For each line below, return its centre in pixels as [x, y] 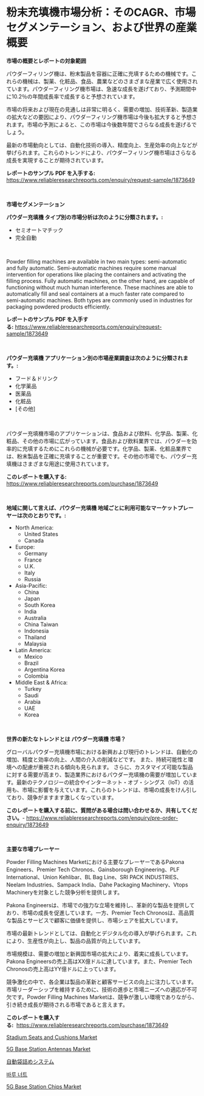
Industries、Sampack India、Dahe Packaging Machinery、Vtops [107, 885]
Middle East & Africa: [41, 682]
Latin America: [33, 650]
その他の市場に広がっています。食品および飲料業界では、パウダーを [107, 441]
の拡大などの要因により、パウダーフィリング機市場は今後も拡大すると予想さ [102, 117]
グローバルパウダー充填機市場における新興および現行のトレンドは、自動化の [102, 752]
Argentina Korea [44, 669]
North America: [34, 527]
